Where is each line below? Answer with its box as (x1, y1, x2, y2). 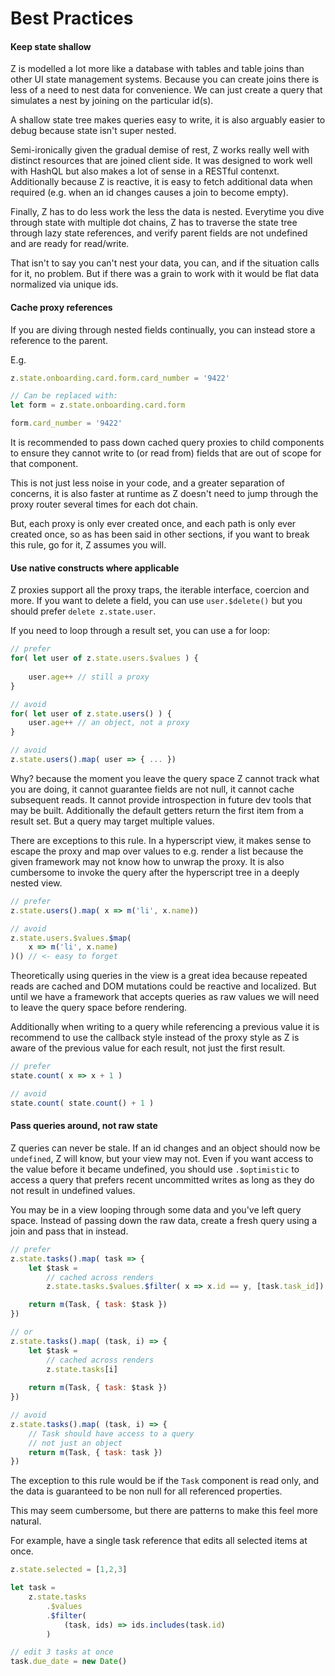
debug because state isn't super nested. (10, 125, 177, 137)
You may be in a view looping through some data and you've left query (10, 1203, 302, 1216)
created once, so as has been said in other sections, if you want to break (10, 528, 310, 541)
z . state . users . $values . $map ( (10, 933, 132, 943)
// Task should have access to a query (28, 1428, 195, 1439)
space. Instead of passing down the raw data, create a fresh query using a (10, 1214, 317, 1226)
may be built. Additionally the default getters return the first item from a (10, 804, 304, 816)
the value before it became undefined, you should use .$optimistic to (10, 1163, 300, 1175)
